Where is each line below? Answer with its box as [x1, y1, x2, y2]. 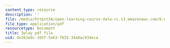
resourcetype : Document [5, 26, 56, 31]
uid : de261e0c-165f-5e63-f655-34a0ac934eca [5, 35, 99, 40]
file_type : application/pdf [5, 21, 65, 26]
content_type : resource [5, 7, 56, 12]
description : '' [5, 12, 39, 17]
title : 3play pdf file [5, 30, 53, 35]
